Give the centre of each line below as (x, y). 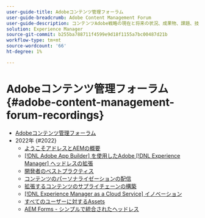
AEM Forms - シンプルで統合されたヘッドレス (81, 209)
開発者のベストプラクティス (59, 171)
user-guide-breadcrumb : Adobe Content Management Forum (79, 18)
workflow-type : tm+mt (34, 40)
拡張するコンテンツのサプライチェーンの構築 (80, 186)
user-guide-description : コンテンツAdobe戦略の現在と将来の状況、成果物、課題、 (101, 23)
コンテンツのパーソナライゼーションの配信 (78, 178)
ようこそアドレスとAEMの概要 (62, 148)
